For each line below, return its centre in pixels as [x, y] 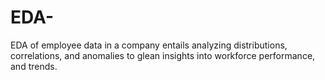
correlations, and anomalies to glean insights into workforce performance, [163, 55]
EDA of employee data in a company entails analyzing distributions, [149, 45]
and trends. [34, 66]
